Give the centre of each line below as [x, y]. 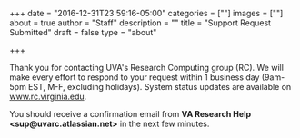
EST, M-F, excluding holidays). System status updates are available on [160, 87]
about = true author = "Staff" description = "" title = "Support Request [140, 23]
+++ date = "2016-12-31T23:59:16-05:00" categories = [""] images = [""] [146, 13]
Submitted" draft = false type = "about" [83, 32]
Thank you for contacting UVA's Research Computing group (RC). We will [147, 68]
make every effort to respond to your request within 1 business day [135, 77]
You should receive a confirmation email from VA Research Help [130, 114]
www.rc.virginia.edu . [48, 96]
